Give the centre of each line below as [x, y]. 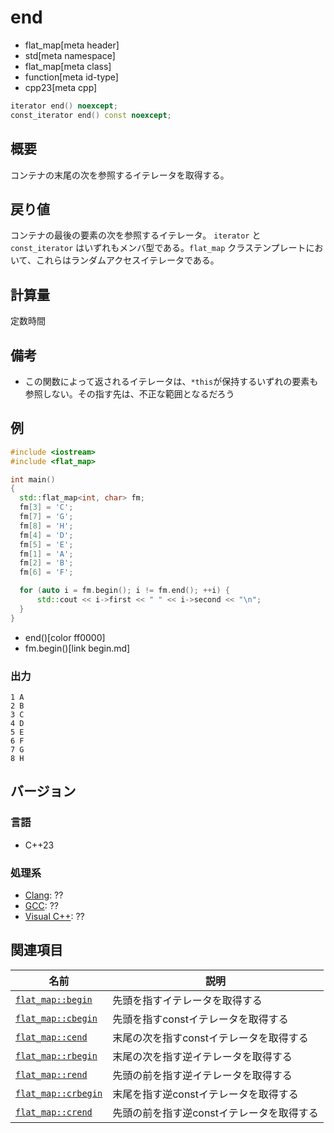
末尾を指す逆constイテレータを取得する [205, 1094]
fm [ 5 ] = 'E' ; [46, 544]
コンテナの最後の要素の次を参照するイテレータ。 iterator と [136, 235]
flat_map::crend [54, 1112]
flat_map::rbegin [56, 1055]
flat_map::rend [51, 1074]
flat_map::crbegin [59, 1093]
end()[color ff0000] [65, 637]
